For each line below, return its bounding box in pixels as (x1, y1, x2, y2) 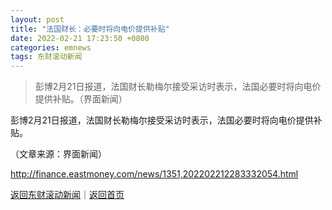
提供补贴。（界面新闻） (34, 93, 128, 105)
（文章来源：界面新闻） (10, 148, 107, 160)
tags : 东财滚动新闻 (10, 52, 83, 62)
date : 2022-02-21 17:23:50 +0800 (10, 33, 150, 43)
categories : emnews (10, 42, 92, 53)
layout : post (10, 14, 65, 25)
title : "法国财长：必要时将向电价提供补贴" (10, 24, 170, 34)
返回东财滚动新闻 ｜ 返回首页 (10, 189, 125, 201)
